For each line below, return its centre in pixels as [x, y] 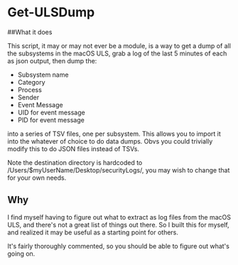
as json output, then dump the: [52, 60]
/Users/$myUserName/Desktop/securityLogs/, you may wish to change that [119, 170]
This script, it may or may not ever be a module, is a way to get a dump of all [119, 45]
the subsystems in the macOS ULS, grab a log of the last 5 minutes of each [117, 53]
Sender [28, 97]
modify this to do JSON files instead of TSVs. [74, 148]
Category [31, 82]
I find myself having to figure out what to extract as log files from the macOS [119, 217]
